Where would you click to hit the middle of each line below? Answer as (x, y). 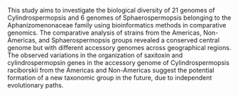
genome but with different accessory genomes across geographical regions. (119, 48)
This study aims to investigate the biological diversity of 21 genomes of (111, 10)
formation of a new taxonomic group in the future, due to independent (110, 78)
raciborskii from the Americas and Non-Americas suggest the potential (111, 70)
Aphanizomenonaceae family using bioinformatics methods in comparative (117, 25)
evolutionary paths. (36, 85)
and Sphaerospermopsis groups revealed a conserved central (129, 40)
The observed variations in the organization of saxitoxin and (95, 55)
